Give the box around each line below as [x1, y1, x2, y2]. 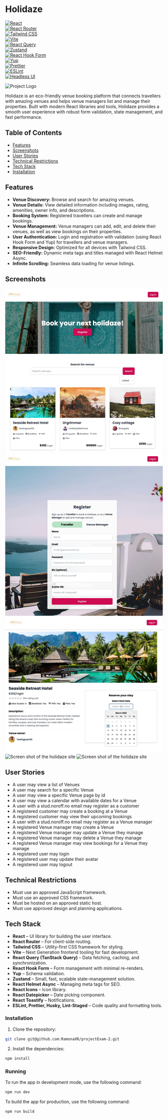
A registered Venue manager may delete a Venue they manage [12, 835, 141, 841]
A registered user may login [12, 851, 70, 857]
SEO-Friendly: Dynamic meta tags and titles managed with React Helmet [12, 250, 163, 256]
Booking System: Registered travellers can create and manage [12, 212, 142, 219]
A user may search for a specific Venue [12, 787, 94, 793]
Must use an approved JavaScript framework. [12, 889, 107, 895]
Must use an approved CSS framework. [12, 894, 94, 900]
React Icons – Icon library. [12, 986, 66, 992]
